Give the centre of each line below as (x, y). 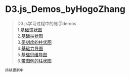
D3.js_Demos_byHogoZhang (65, 9)
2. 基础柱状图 (30, 36)
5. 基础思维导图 (32, 54)
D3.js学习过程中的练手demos (47, 23)
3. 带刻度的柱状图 (34, 42)
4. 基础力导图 (30, 48)
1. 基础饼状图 (30, 30)
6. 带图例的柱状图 (34, 61)
